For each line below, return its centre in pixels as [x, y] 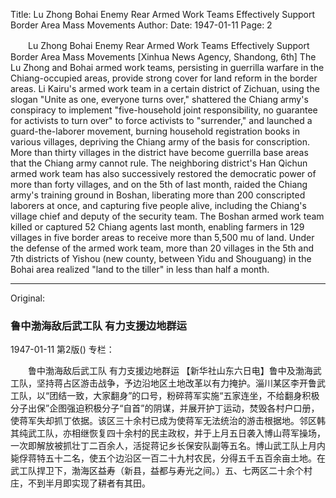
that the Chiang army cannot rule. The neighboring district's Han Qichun [159, 163]
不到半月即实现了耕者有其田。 [89, 483]
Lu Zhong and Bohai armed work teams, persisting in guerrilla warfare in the [167, 67]
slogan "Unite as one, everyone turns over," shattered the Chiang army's [159, 99]
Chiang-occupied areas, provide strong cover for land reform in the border [164, 78]
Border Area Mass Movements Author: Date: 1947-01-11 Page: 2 [141, 25]
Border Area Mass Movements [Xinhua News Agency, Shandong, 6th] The [163, 57]
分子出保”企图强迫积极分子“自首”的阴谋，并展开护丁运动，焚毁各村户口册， [165, 408]
